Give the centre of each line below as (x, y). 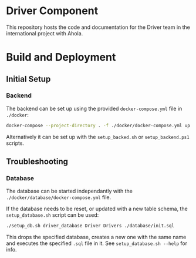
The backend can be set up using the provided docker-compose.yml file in (94, 108)
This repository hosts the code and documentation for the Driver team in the (98, 27)
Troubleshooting (37, 162)
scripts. (15, 143)
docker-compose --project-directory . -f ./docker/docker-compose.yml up (98, 125)
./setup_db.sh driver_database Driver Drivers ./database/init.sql (90, 226)
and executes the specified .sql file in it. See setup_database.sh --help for (97, 243)
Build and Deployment (61, 57)
